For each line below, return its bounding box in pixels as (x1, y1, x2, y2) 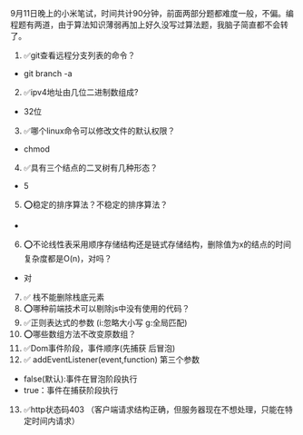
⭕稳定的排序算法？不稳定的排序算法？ (23, 199, 169, 210)
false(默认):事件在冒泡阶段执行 (23, 373, 138, 384)
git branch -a (23, 68, 73, 79)
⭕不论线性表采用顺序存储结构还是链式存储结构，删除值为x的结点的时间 (23, 239, 292, 250)
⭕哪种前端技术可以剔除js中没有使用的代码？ (23, 303, 191, 313)
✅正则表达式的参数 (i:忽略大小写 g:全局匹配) (23, 317, 188, 328)
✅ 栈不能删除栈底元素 (23, 292, 105, 302)
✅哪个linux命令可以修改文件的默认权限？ (23, 125, 176, 136)
